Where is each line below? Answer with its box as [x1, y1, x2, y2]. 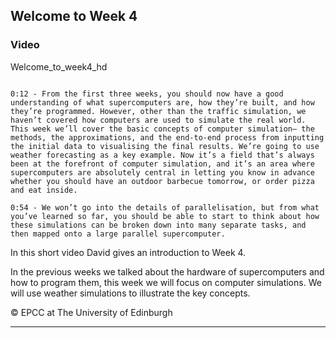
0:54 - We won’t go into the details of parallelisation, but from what [10, 202, 320, 213]
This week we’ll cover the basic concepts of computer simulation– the [10, 124, 315, 134]
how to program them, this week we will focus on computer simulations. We [10, 276, 322, 288]
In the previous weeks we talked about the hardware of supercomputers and [10, 265, 325, 278]
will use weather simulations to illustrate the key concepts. [10, 287, 251, 299]
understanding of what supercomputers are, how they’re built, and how [10, 97, 315, 108]
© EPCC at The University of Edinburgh [10, 306, 173, 318]
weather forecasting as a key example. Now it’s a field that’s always [10, 150, 315, 160]
